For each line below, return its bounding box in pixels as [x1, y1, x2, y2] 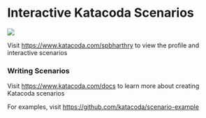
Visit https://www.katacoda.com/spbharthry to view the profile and [7, 40, 200, 50]
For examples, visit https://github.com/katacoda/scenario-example [7, 103, 199, 111]
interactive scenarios [7, 48, 68, 57]
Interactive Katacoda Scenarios [7, 5, 194, 21]
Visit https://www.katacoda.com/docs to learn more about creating [7, 82, 200, 90]
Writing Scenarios [7, 66, 70, 75]
